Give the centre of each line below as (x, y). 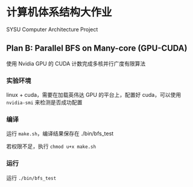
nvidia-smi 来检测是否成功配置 (44, 102)
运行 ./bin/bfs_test (31, 177)
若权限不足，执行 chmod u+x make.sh (51, 146)
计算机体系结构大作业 (59, 12)
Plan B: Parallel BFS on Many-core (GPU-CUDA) (97, 48)
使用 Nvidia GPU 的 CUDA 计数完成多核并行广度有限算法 (76, 63)
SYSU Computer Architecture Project (52, 29)
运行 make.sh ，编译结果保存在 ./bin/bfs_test (60, 133)
